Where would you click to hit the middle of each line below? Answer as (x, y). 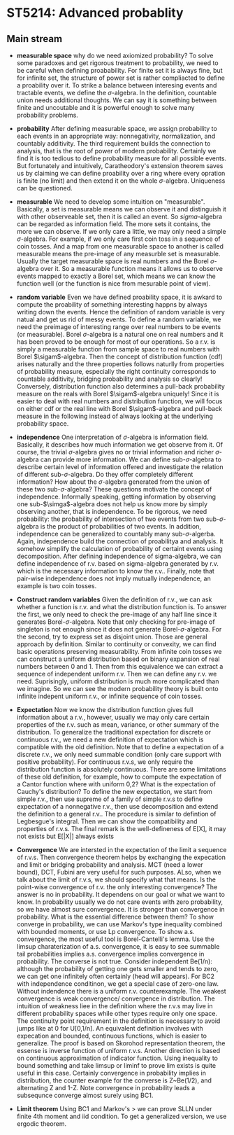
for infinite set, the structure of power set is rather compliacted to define (120, 78)
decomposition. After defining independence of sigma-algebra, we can (119, 556)
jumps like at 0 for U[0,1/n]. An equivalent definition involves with (110, 1028)
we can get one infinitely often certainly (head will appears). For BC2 (115, 976)
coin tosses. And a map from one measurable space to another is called (120, 246)
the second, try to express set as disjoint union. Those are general (112, 636)
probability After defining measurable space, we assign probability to (117, 128)
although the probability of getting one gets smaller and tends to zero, (117, 969)
